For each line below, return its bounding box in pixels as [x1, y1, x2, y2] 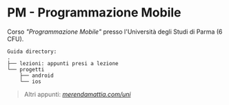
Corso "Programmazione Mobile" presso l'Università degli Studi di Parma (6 [7, 27, 223, 36]
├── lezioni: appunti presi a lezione [7, 60, 119, 67]
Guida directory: [7, 48, 57, 55]
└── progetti [7, 66, 45, 73]
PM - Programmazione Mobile [7, 5, 181, 21]
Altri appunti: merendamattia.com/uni [23, 90, 131, 98]
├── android [19, 72, 54, 79]
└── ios [19, 78, 41, 85]
